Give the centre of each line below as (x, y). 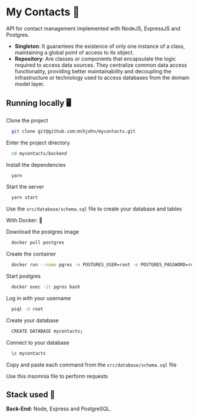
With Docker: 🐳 (24, 221)
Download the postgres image (43, 232)
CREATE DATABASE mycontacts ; (47, 331)
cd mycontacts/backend (39, 153)
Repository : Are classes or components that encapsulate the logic (95, 59)
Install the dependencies (36, 164)
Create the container (31, 254)
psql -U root (27, 309)
